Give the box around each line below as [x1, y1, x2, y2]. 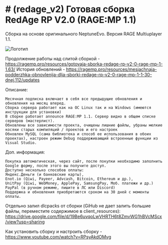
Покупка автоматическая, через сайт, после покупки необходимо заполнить [5, 159, 163, 164]
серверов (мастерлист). [5, 118, 55, 124]
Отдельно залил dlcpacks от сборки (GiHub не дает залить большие [5, 202, 151, 209]
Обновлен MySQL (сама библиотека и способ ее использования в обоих [5, 132, 151, 137]
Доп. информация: [5, 149, 45, 155]
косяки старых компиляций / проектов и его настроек [5, 127, 118, 132]
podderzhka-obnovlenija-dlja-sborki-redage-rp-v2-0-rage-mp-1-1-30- [5, 71, 152, 77]
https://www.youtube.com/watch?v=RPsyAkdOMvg [5, 233, 111, 239]
